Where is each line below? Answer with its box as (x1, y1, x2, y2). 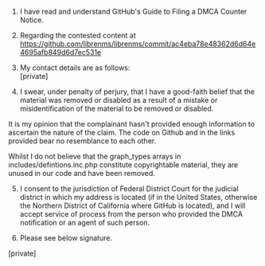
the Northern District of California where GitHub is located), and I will (19, 201, 246, 210)
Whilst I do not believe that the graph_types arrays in (8, 151, 181, 161)
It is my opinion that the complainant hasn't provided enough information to (8, 119, 255, 128)
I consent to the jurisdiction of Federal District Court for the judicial (19, 184, 239, 194)
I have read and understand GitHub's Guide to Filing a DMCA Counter (19, 7, 247, 16)
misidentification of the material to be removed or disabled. (19, 104, 214, 113)
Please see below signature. (19, 233, 113, 242)
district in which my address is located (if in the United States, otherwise (19, 193, 258, 201)
